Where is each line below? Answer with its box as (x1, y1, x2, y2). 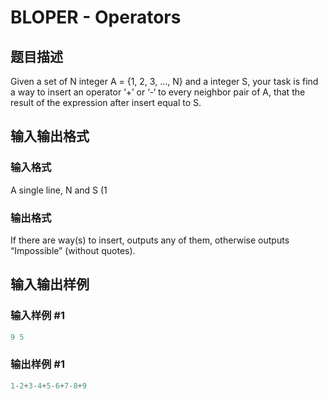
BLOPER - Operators (10, 6, 182, 29)
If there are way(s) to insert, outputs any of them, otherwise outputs (10, 234, 290, 246)
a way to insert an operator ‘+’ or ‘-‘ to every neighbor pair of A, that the (10, 86, 306, 98)
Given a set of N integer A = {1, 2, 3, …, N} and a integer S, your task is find (10, 76, 319, 87)
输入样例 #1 (10, 309, 65, 323)
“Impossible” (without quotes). (10, 244, 136, 256)
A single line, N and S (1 (10, 184, 108, 196)
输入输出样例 (10, 276, 90, 293)
